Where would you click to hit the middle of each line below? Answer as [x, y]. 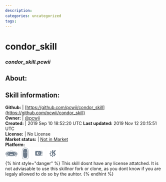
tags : [11, 21]
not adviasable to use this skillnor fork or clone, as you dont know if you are [83, 168]
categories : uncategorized [33, 16]
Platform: [15, 144]
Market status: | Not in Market [37, 139]
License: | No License [28, 134]
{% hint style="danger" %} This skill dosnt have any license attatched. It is [82, 163]
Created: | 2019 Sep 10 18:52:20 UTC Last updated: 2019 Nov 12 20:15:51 [81, 123]
